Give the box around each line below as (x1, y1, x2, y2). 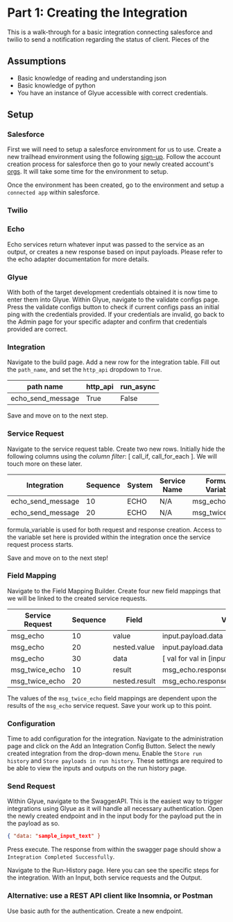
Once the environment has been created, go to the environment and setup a (7, 181, 224, 189)
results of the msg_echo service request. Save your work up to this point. (7, 701, 212, 709)
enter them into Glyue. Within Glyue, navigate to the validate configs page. (7, 295, 220, 304)
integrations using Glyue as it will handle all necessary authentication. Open (7, 805, 223, 813)
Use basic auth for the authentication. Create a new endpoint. (7, 907, 184, 915)
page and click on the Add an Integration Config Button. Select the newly (7, 742, 216, 750)
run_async (120, 382, 156, 392)
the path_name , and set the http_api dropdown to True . (7, 365, 162, 374)
